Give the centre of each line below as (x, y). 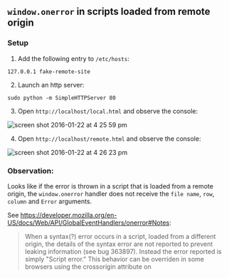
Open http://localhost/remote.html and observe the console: (109, 139)
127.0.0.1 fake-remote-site (49, 71)
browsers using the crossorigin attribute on (88, 267)
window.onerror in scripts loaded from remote (109, 12)
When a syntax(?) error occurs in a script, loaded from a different (120, 236)
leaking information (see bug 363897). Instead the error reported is (123, 251)
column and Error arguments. (50, 201)
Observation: (31, 171)
